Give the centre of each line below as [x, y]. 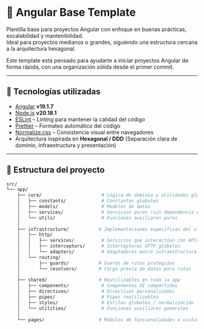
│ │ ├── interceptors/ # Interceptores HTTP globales [99, 246]
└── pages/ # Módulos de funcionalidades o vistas [108, 320]
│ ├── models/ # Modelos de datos [84, 207]
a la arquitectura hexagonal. [41, 49]
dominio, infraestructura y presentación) [66, 145]
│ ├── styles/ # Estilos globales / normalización [106, 303]
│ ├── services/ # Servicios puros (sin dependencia [106, 212]
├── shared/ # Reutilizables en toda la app [99, 280]
